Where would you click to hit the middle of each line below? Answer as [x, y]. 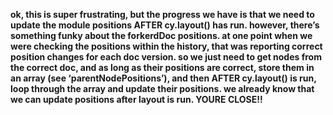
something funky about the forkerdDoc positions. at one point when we [161, 35]
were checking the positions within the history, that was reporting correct [166, 46]
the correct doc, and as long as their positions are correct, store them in [162, 67]
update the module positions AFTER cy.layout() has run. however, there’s [165, 25]
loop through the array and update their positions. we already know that [162, 88]
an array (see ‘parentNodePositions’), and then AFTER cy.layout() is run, [163, 78]
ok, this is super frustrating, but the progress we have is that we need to [162, 14]
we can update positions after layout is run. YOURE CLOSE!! [136, 99]
